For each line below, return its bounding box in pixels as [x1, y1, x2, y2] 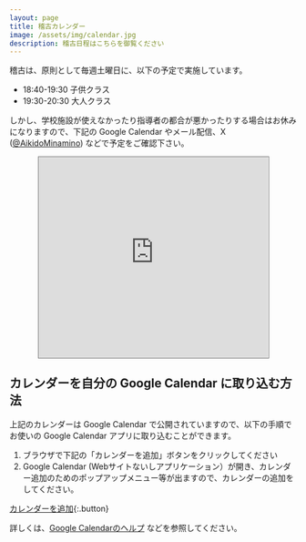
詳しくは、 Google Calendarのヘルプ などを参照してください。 [9, 522, 243, 533]
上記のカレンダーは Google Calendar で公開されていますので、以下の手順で [9, 418, 292, 429]
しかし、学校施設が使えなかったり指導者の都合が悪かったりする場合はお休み [9, 115, 297, 126]
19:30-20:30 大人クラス [22, 96, 112, 107]
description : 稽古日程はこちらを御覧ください [9, 38, 165, 48]
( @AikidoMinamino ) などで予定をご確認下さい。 [9, 138, 189, 148]
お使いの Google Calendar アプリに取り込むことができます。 [9, 430, 237, 441]
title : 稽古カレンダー [9, 22, 87, 31]
